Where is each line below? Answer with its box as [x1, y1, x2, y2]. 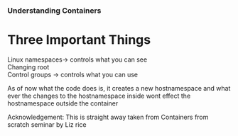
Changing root [7, 62, 50, 71]
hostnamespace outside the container [7, 98, 119, 108]
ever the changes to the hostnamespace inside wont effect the [7, 91, 191, 100]
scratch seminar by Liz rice [7, 120, 87, 129]
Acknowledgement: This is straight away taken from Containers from [7, 113, 209, 121]
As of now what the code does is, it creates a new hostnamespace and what [7, 84, 231, 92]
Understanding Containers [7, 6, 102, 16]
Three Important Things [7, 32, 151, 48]
